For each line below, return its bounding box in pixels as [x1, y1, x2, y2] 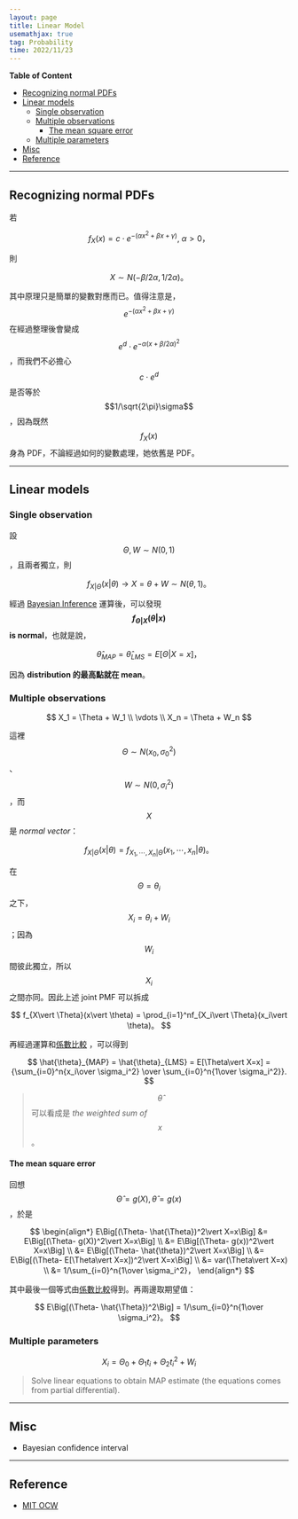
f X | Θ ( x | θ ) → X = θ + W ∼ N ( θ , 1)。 [87, 578, 211, 591]
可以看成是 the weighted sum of [30, 1108, 148, 1118]
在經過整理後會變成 [9, 323, 80, 333]
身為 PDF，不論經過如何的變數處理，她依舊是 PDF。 [9, 447, 200, 458]
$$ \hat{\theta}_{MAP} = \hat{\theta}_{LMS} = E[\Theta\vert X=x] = [27, 1057, 271, 1068]
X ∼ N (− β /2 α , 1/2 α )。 [109, 272, 189, 283]
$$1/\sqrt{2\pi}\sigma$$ [105, 401, 193, 412]
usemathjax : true [9, 29, 74, 38]
